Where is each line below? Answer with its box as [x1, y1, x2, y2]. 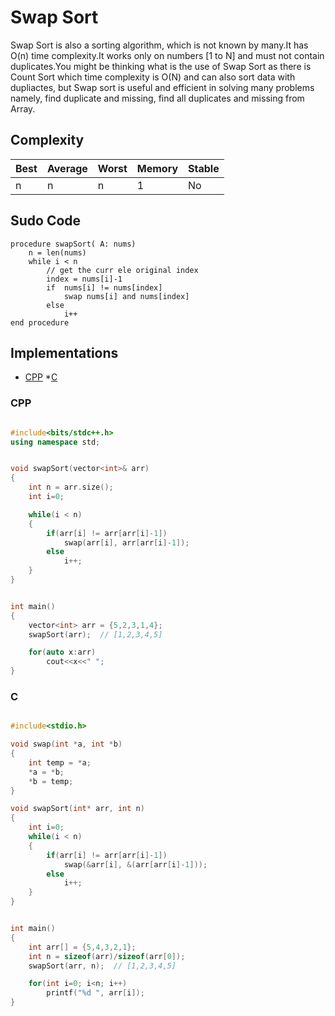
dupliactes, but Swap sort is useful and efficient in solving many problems [10, 81, 315, 93]
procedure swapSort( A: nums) [10, 239, 137, 249]
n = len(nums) [28, 247, 87, 258]
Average [46, 161, 88, 175]
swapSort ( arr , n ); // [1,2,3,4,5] [28, 961, 177, 971]
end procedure [10, 317, 70, 328]
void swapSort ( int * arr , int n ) [10, 804, 145, 814]
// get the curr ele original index [46, 265, 199, 275]
